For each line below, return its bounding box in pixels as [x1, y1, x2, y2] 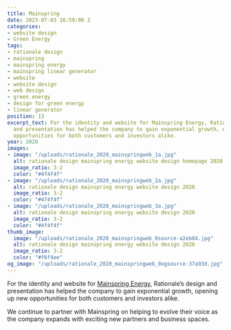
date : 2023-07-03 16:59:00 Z [7, 17, 91, 23]
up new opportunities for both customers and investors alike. [7, 294, 180, 302]
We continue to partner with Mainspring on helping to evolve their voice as [7, 307, 219, 316]
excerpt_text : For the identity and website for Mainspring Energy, [7, 119, 208, 126]
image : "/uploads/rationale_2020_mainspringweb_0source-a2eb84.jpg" [13, 235, 214, 242]
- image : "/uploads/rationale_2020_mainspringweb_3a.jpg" [7, 203, 177, 210]
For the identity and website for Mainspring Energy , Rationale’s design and [7, 279, 218, 287]
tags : [7, 42, 23, 49]
